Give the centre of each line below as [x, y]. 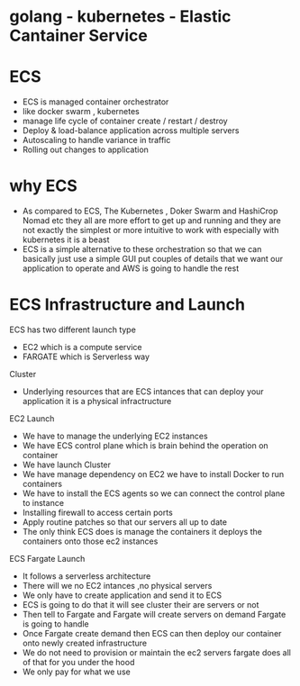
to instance [43, 503]
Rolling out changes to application [85, 149]
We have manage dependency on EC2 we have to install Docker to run [153, 474]
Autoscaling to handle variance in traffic [96, 140]
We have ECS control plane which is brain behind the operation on [145, 446]
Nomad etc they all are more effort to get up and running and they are [151, 221]
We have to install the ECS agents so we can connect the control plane [154, 493]
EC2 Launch [32, 419]
